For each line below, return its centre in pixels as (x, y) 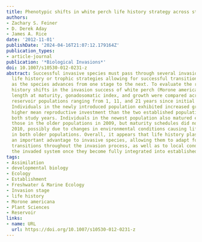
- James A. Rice (26, 34)
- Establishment (26, 180)
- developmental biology (37, 168)
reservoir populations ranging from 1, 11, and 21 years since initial (103, 101)
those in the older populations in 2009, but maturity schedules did (100, 124)
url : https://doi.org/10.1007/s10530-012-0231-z (74, 229)
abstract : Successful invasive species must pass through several (91, 73)
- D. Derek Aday (26, 29)
